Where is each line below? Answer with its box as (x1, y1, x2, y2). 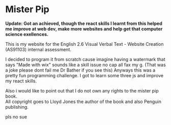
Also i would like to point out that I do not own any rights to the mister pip (5, 87, 159, 93)
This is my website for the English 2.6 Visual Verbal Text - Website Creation (5, 41, 164, 47)
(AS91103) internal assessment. (5, 46, 71, 52)
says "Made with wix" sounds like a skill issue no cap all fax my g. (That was (5, 61, 166, 68)
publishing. (5, 104, 29, 110)
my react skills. (5, 78, 37, 84)
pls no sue (5, 113, 27, 120)
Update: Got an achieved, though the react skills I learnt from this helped (5, 20, 162, 26)
